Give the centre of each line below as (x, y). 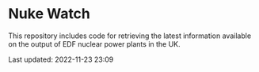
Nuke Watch (50, 14)
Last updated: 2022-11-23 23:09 (61, 59)
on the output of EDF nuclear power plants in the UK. (94, 44)
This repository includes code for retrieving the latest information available (130, 36)
